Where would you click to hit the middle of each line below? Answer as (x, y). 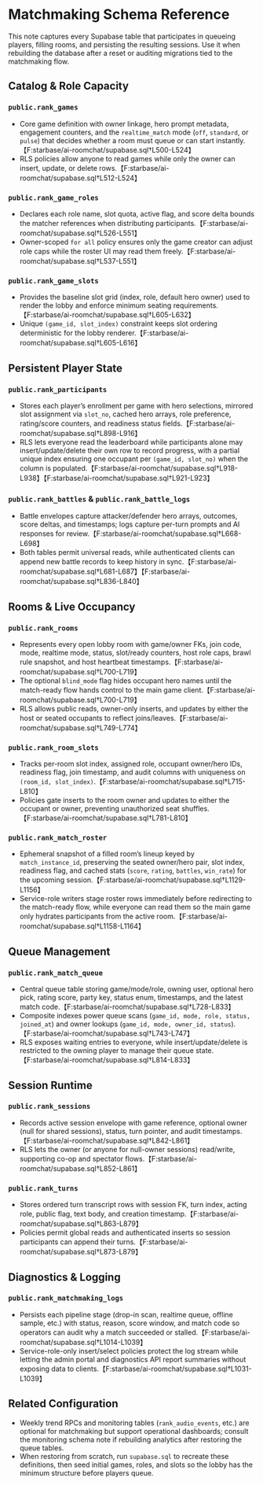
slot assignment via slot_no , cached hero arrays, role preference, (125, 414)
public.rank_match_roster (58, 838)
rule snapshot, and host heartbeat (74, 662)
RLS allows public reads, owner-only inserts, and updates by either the (134, 708)
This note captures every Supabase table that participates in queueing (122, 36)
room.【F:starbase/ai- (192, 916)
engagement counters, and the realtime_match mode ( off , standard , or (134, 132)
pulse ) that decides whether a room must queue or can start (117, 140)
